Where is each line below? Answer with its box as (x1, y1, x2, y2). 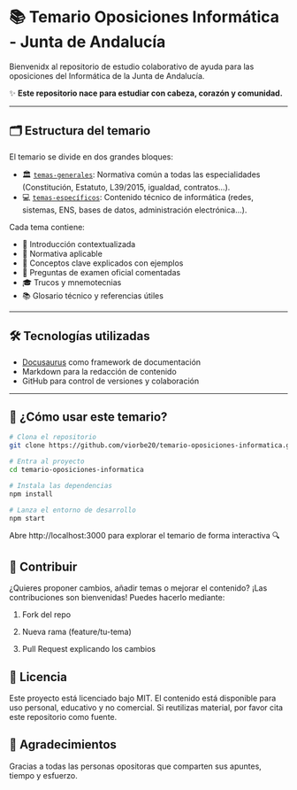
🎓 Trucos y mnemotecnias (21, 276, 122, 288)
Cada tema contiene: (9, 221, 86, 232)
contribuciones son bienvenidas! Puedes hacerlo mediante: (9, 592, 225, 603)
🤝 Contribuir (9, 559, 78, 574)
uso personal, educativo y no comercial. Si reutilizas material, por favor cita (9, 702, 284, 713)
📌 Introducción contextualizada (21, 238, 136, 249)
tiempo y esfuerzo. (9, 770, 78, 780)
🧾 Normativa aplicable (21, 248, 103, 259)
